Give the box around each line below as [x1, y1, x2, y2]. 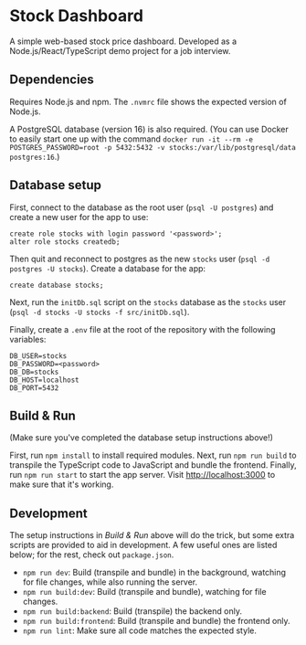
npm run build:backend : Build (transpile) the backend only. [22, 606, 242, 617]
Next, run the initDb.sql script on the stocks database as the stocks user [9, 296, 286, 307]
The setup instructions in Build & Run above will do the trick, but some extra [9, 530, 295, 541]
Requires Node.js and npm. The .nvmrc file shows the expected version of [9, 96, 288, 107]
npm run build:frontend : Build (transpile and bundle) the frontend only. [22, 616, 290, 627]
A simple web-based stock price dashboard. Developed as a [9, 36, 237, 47]
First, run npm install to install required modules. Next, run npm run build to [9, 449, 297, 461]
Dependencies [9, 72, 94, 88]
